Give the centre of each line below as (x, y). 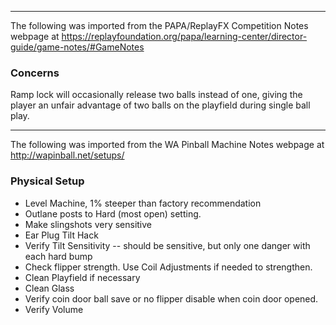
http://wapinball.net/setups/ (67, 155)
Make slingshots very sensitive (88, 224)
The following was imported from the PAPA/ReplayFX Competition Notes (159, 25)
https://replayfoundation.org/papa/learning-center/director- (184, 36)
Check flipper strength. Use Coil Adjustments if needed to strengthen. (168, 267)
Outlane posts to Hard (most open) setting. (113, 213)
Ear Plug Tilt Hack (61, 235)
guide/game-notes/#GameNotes (77, 47)
